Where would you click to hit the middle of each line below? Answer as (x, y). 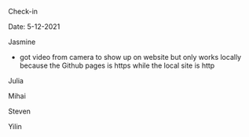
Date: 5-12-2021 (34, 26)
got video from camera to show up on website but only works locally (130, 57)
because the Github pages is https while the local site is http (117, 65)
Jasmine (22, 42)
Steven (20, 111)
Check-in (23, 11)
